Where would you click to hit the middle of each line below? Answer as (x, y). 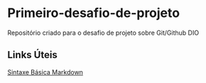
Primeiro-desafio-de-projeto (93, 13)
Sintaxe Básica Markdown (45, 72)
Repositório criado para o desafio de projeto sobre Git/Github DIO (103, 33)
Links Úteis (33, 55)
